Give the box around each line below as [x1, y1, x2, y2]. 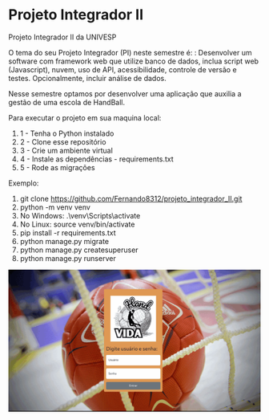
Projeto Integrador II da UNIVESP [8, 32, 117, 42]
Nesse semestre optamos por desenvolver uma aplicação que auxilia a [8, 88, 242, 98]
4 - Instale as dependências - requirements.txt [19, 154, 174, 164]
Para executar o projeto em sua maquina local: [8, 112, 162, 122]
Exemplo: [8, 178, 39, 188]
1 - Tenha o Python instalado [19, 128, 114, 138]
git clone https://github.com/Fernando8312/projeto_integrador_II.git [19, 194, 243, 203]
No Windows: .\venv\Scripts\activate [19, 210, 141, 220]
